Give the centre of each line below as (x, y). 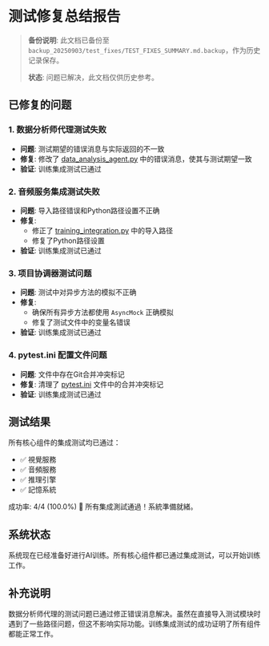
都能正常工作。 (33, 633)
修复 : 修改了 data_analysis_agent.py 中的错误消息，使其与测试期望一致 (136, 159)
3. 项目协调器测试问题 (50, 273)
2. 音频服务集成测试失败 (54, 192)
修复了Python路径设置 (68, 240)
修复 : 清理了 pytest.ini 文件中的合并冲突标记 (92, 384)
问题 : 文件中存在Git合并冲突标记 (72, 374)
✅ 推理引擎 (38, 480)
